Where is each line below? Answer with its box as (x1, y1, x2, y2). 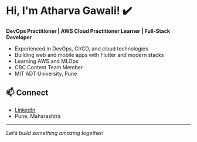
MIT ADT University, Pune (14, 70, 77, 77)
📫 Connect (6, 88, 49, 98)
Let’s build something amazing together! (6, 129, 104, 136)
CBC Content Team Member (14, 63, 83, 70)
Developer (6, 33, 32, 40)
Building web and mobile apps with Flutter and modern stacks (14, 51, 164, 58)
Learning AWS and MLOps (14, 58, 79, 65)
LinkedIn (14, 106, 36, 113)
